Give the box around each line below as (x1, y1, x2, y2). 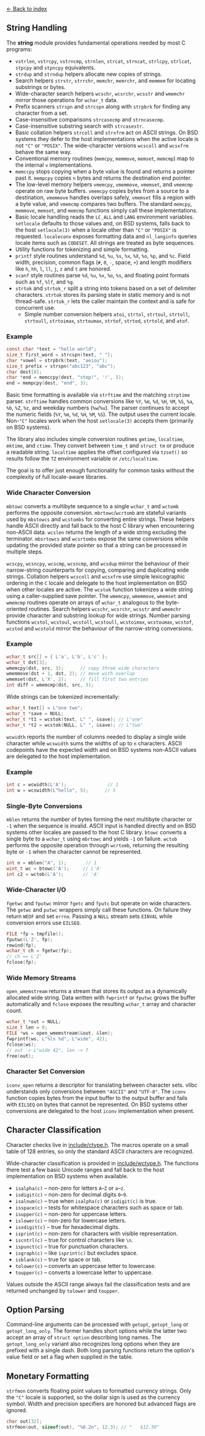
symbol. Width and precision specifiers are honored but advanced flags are (6, 1400, 196, 1407)
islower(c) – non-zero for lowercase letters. (15, 1217, 126, 1224)
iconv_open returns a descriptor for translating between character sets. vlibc (6, 1081, 198, 1088)
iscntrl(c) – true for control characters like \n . (15, 1236, 133, 1244)
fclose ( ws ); (6, 1041, 37, 1048)
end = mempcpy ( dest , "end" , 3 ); (6, 380, 88, 387)
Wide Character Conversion (6, 489, 91, 497)
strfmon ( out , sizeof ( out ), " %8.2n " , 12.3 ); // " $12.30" (6, 1424, 160, 1431)
